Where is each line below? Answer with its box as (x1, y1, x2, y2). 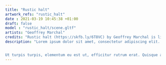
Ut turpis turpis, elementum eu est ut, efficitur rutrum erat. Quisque (5, 52, 158, 57)
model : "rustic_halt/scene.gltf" (5, 26, 77, 31)
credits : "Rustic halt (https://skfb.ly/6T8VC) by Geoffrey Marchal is (5, 35, 156, 40)
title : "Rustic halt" (5, 7, 50, 12)
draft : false (5, 21, 32, 26)
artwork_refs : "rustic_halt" (5, 12, 65, 17)
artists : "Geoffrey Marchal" (5, 30, 65, 35)
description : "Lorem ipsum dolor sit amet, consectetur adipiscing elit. (5, 39, 161, 44)
